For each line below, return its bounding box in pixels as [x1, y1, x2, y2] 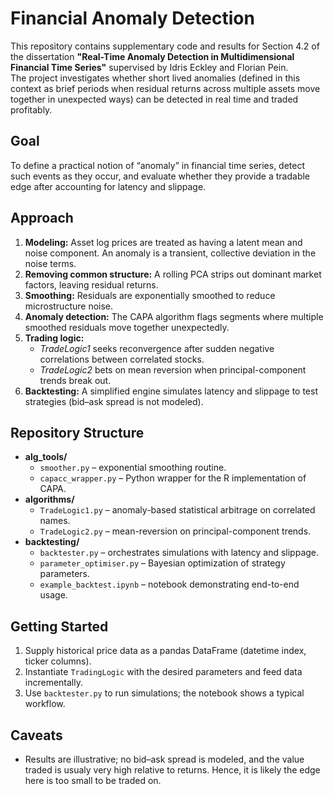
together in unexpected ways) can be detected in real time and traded [10, 93, 299, 105]
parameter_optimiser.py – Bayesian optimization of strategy [39, 557, 286, 569]
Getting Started [10, 618, 109, 635]
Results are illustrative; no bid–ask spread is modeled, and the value [24, 753, 305, 765]
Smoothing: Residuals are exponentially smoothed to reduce [24, 289, 276, 301]
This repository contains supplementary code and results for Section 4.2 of [10, 40, 320, 52]
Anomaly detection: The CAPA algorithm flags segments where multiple [24, 310, 324, 322]
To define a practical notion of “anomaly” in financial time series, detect [10, 159, 306, 171]
